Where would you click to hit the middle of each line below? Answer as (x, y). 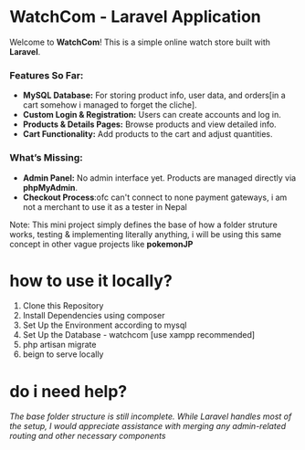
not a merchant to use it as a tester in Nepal (105, 206)
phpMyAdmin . (50, 187)
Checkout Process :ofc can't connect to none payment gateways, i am (155, 197)
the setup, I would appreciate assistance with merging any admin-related (148, 426)
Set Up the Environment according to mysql (105, 325)
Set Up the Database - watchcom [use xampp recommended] (139, 335)
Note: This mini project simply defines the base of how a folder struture (144, 225)
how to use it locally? (91, 281)
